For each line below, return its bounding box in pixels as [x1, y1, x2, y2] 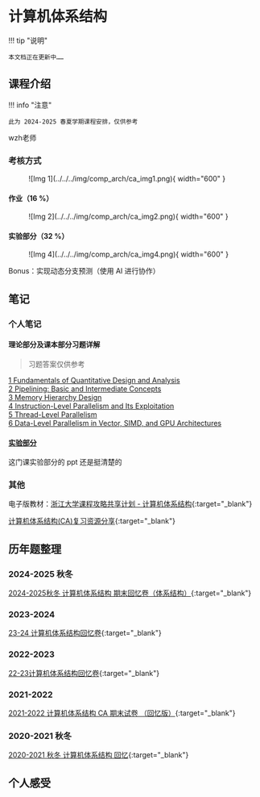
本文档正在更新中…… [8, 53, 64, 61]
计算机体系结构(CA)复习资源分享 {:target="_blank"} [8, 516, 175, 526]
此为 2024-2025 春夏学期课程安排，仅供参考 [8, 118, 138, 126]
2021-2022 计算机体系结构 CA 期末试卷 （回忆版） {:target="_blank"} [8, 708, 236, 718]
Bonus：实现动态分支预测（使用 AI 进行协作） [8, 266, 160, 276]
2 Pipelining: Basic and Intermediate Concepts [8, 384, 162, 394]
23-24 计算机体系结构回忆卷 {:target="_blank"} [8, 628, 163, 638]
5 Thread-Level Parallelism [8, 409, 97, 419]
